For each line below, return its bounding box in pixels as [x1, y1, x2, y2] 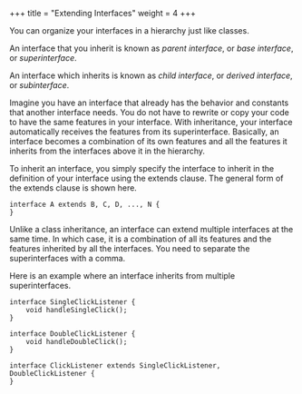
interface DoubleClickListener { [9, 330, 136, 339]
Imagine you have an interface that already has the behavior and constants [9, 97, 289, 108]
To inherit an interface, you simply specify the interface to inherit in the [9, 163, 275, 173]
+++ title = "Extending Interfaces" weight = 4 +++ [9, 8, 197, 18]
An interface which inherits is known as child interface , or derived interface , [9, 70, 293, 81]
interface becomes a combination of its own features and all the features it [9, 136, 287, 146]
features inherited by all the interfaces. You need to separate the [9, 243, 250, 253]
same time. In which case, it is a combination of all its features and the [9, 233, 272, 244]
